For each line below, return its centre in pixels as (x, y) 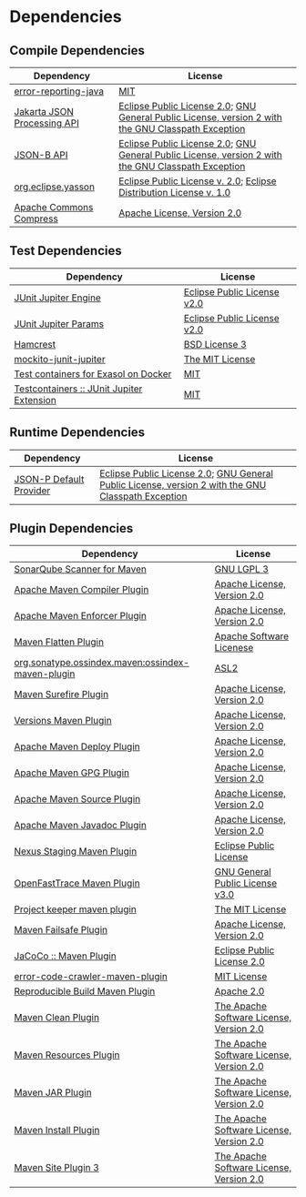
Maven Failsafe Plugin (61, 930)
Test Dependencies (66, 251)
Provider (32, 491)
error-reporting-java (59, 91)
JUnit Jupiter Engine (58, 298)
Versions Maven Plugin (63, 721)
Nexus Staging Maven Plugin (76, 851)
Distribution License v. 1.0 (174, 193)
